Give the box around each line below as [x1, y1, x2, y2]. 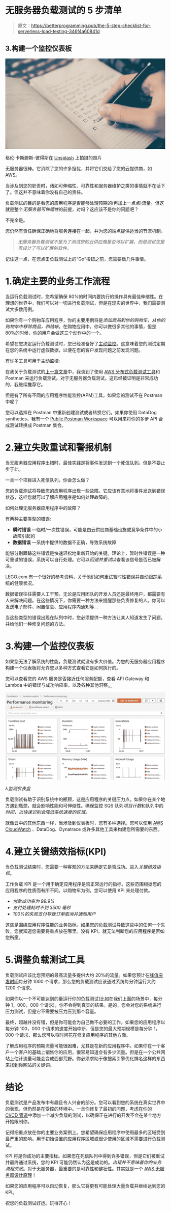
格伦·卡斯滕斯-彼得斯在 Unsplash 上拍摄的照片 [5, 154, 102, 160]
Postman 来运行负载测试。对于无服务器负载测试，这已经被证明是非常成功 [5, 375, 158, 381]
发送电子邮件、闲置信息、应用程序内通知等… [5, 603, 98, 609]
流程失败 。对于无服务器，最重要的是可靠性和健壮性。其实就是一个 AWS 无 [5, 1166, 160, 1172]
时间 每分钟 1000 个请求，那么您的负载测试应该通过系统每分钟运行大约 [9, 979, 156, 985]
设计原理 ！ [14, 1172, 37, 1178]
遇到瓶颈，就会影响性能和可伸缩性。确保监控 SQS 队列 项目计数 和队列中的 [9, 803, 164, 809]
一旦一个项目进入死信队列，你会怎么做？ [5, 477, 90, 483]
